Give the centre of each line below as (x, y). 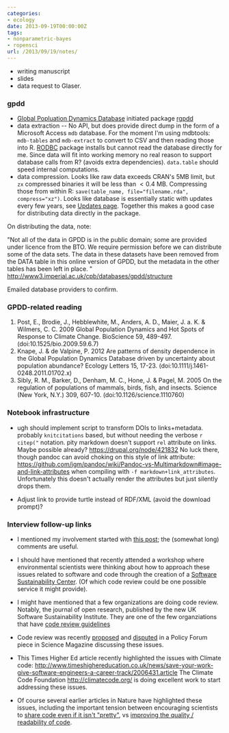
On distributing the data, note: (49, 226)
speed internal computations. (58, 169)
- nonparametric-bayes (39, 39)
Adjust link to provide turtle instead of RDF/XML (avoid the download (113, 499)
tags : (15, 33)
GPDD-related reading (44, 307)
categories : (24, 13)
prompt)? (30, 506)
